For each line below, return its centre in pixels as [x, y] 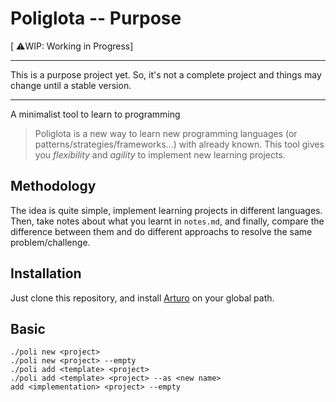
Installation [46, 273]
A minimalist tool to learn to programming [95, 114]
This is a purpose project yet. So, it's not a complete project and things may [166, 74]
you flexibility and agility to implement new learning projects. [160, 154]
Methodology [53, 186]
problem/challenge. [50, 242]
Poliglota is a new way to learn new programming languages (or [166, 133]
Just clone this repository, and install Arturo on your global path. [142, 298]
